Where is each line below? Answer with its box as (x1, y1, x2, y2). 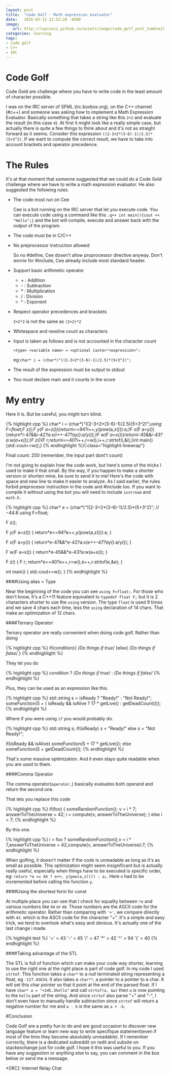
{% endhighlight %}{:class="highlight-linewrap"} (43, 443, 145, 449)
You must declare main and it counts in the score (13, 377, 116, 383)
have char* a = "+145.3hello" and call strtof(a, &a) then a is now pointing (6, 987, 165, 993)
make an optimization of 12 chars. (6, 610, 76, 616)
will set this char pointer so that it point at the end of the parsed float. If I (6, 982, 157, 988)
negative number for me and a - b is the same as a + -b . (6, 1003, 125, 1010)
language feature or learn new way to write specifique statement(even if (6, 1028, 157, 1034)
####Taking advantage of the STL (6, 950, 78, 957)
